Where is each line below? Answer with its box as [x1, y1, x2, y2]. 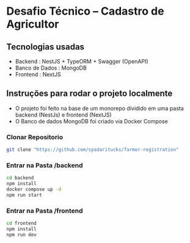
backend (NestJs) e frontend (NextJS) [15, 111, 112, 118]
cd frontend [6, 220, 37, 227]
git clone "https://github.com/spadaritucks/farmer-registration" [6, 147, 179, 153]
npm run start [6, 192, 43, 198]
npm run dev [6, 231, 37, 238]
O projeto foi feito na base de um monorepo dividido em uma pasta [15, 104, 185, 112]
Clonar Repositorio [6, 132, 64, 141]
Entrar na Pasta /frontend [6, 206, 84, 215]
